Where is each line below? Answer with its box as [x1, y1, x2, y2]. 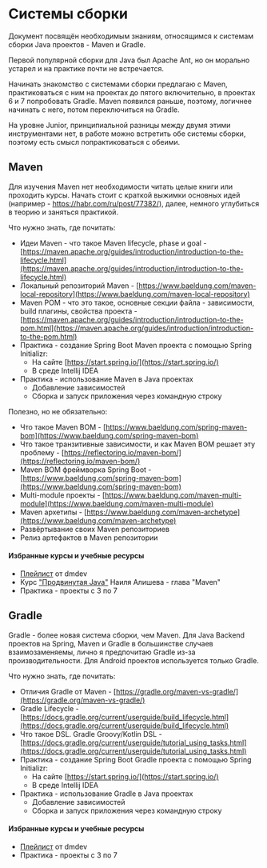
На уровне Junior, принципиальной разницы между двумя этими [8, 120, 231, 130]
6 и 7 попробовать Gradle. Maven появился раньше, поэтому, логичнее [8, 96, 252, 106]
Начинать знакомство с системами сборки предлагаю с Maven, [8, 79, 228, 89]
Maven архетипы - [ [19, 507, 87, 517]
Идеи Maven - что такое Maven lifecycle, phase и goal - [19, 238, 207, 248]
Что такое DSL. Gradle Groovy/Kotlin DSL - [19, 729, 162, 738]
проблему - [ [19, 447, 65, 457]
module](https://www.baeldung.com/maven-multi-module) [19, 498, 214, 508]
